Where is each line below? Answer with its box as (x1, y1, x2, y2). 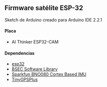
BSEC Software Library (11, 66, 58, 72)
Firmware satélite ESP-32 (4, 4, 83, 12)
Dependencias (4, 50, 35, 56)
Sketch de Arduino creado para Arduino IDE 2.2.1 (4, 17, 103, 22)
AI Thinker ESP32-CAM (11, 39, 59, 45)
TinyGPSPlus (11, 77, 38, 83)
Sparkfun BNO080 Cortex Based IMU (11, 71, 87, 77)
